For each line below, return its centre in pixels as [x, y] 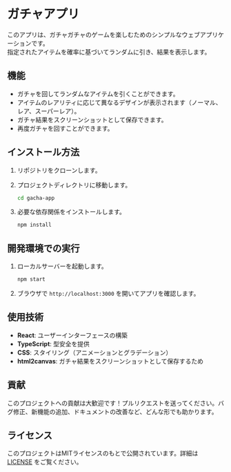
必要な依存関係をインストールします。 [71, 212]
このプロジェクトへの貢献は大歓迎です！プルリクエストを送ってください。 [113, 403]
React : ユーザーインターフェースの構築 [72, 335]
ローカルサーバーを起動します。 [62, 266]
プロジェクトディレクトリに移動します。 [74, 185]
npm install [34, 225]
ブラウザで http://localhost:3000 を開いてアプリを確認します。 [108, 293]
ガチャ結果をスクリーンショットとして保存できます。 [92, 120]
